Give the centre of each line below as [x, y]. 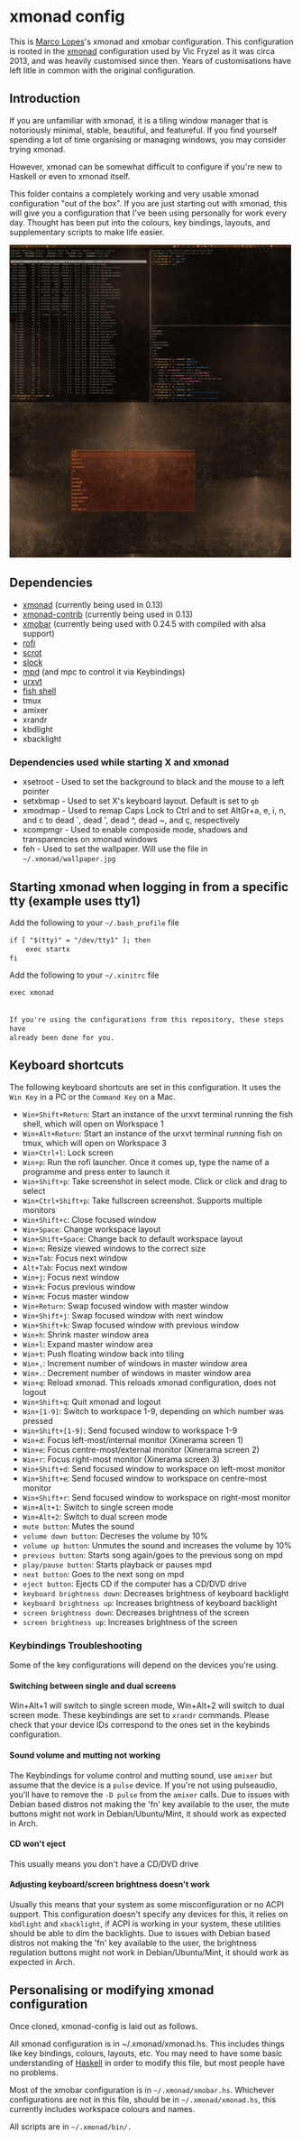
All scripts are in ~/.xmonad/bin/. [71, 2127]
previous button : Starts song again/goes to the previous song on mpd [153, 1555]
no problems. [34, 2072]
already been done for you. [62, 1038]
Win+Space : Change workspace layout [92, 1229]
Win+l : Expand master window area [87, 1344]
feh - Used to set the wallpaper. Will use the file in [115, 849]
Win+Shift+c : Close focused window [89, 1219]
